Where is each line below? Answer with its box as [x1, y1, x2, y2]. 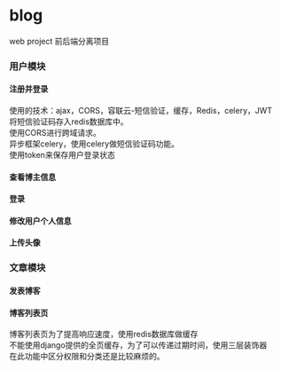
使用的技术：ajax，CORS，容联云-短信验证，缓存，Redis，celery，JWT [9, 106, 273, 116]
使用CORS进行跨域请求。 [9, 128, 101, 138]
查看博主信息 [9, 171, 56, 182]
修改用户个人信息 [9, 215, 72, 226]
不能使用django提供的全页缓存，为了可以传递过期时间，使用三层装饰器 [9, 340, 268, 350]
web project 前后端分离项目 [9, 35, 109, 46]
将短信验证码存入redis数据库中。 [9, 116, 129, 127]
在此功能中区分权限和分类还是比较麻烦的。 [9, 351, 165, 362]
